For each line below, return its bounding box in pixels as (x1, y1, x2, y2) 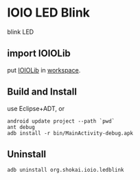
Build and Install (7, 86, 78, 98)
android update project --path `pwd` (7, 117, 115, 125)
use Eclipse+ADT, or (7, 104, 65, 112)
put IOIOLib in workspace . (7, 66, 81, 74)
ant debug (7, 123, 36, 130)
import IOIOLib (7, 48, 71, 59)
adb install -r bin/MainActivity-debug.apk (7, 130, 134, 137)
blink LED (7, 28, 34, 36)
